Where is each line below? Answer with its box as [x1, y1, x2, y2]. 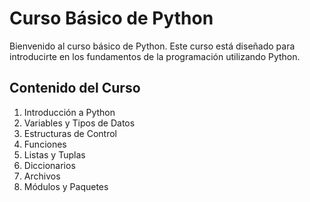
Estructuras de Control [23, 127, 118, 139]
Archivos [23, 170, 61, 182]
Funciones [23, 138, 67, 150]
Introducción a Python [23, 106, 116, 118]
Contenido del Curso [9, 80, 141, 97]
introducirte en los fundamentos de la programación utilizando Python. [9, 50, 301, 62]
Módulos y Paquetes [23, 180, 109, 192]
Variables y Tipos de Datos [23, 117, 136, 129]
